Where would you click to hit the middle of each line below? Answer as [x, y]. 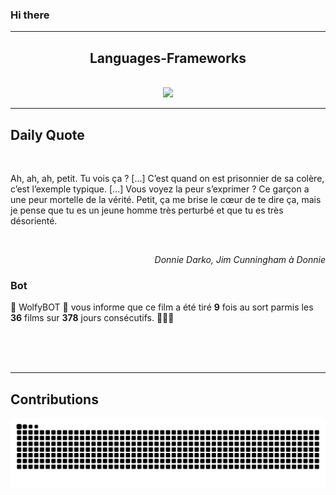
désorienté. [34, 220]
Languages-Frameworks [168, 58]
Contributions [54, 399]
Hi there [30, 15]
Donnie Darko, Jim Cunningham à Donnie [240, 259]
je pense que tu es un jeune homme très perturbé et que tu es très [147, 210]
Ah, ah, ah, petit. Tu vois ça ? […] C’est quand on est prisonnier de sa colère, [167, 178]
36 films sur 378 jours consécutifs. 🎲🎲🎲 [92, 318]
